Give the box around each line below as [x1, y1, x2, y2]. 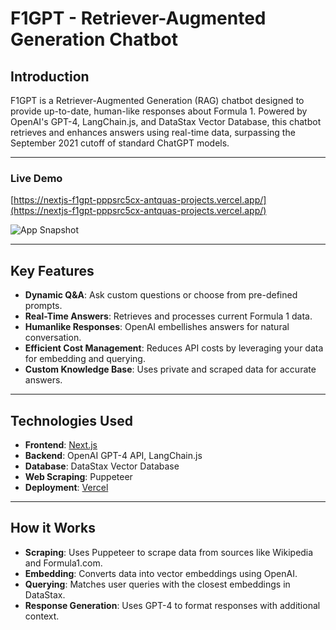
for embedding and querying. [24, 353, 146, 365]
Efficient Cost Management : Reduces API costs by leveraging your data [24, 342, 324, 354]
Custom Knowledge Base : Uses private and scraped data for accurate [24, 363, 317, 376]
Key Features [10, 262, 95, 279]
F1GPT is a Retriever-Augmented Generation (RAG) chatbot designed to [10, 95, 305, 106]
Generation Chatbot [10, 28, 178, 51]
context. [24, 610, 60, 622]
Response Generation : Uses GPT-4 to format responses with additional [24, 599, 321, 611]
